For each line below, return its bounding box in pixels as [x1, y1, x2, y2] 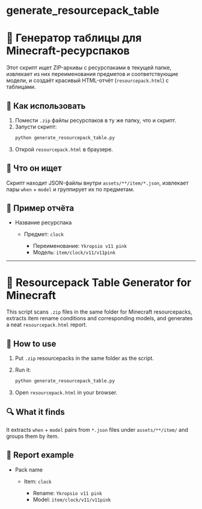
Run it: [14, 366, 31, 374]
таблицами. [6, 83, 36, 90]
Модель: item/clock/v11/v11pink [32, 248, 116, 256]
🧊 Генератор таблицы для [6, 31, 142, 45]
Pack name [14, 466, 43, 473]
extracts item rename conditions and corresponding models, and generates [6, 315, 193, 322]
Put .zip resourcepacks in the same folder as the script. [14, 355, 155, 362]
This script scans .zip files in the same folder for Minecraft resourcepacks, [6, 308, 192, 315]
